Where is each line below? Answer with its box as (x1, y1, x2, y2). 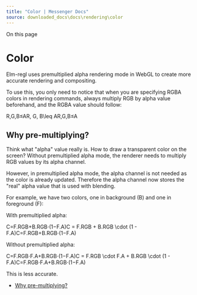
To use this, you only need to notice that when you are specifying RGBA (6, 88, 182, 96)
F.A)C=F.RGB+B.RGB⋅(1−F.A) (6, 230, 77, 237)
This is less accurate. (6, 271, 58, 278)
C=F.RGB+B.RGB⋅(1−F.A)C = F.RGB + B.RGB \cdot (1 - (6, 223, 138, 230)
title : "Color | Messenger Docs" (6, 8, 89, 15)
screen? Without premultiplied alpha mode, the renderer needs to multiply (6, 152, 187, 159)
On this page (6, 30, 37, 37)
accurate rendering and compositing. (6, 77, 97, 84)
